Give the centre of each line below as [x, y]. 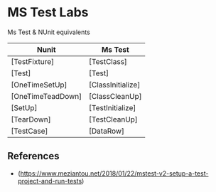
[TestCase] [29, 131]
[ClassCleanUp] [115, 96]
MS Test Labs [48, 12]
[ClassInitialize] [114, 85]
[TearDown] [31, 119]
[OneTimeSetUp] [39, 85]
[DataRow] [107, 131]
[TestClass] [108, 61]
